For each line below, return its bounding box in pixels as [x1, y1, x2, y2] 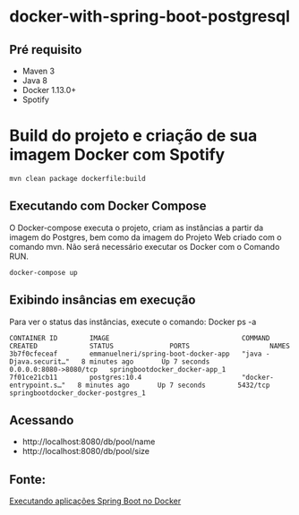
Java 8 [21, 75, 47, 86]
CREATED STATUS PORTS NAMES [9, 341, 291, 350]
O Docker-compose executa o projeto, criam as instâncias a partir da [9, 222, 264, 233]
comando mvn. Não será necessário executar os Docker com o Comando [9, 241, 280, 252]
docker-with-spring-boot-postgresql [9, 6, 291, 27]
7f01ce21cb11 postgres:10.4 [9, 373, 142, 382]
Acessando [9, 412, 74, 427]
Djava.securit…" [9, 356, 70, 366]
